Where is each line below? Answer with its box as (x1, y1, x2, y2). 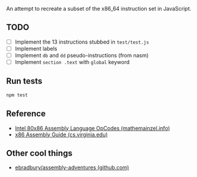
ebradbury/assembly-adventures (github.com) (14, 164, 129, 171)
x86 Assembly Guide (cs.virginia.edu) (14, 131, 108, 138)
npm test (6, 92, 28, 98)
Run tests (6, 76, 43, 86)
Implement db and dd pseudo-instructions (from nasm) (14, 51, 149, 59)
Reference (6, 109, 46, 119)
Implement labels (14, 45, 57, 52)
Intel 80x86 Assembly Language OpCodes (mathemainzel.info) (14, 124, 171, 132)
